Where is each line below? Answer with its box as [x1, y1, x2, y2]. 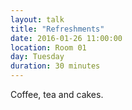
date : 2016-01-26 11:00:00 [10, 33, 123, 43]
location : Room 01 [10, 42, 87, 53]
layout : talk [10, 14, 65, 25]
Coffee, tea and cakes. [10, 89, 104, 100]
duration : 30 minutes [10, 61, 101, 71]
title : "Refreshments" [10, 24, 105, 34]
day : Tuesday [10, 52, 65, 62]
